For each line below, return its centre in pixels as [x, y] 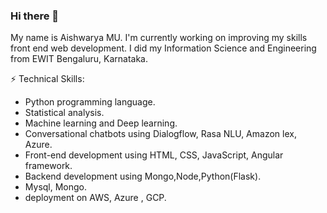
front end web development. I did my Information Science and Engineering [163, 48]
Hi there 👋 [35, 16]
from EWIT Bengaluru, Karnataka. [79, 59]
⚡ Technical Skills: [47, 79]
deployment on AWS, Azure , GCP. [95, 198]
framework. [48, 166]
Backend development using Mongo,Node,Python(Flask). [143, 176]
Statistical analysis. [64, 113]
